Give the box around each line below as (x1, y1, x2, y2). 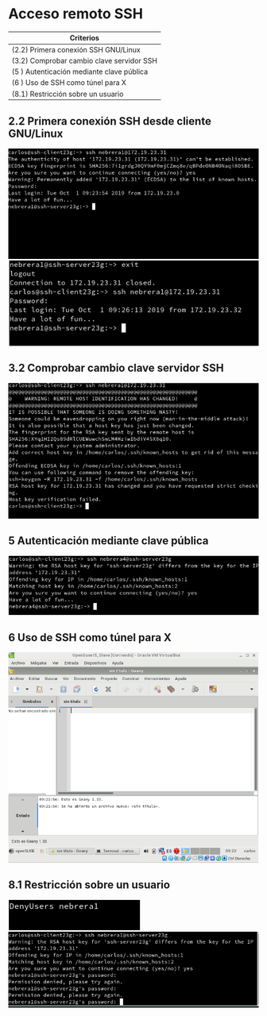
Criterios (69, 33, 99, 43)
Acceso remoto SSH (8, 5, 143, 23)
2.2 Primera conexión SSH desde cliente (8, 114, 212, 128)
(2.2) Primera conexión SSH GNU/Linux (11, 44, 141, 54)
